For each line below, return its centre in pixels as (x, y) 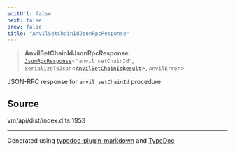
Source (23, 103)
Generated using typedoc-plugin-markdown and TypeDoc (91, 141)
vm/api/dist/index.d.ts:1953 (47, 120)
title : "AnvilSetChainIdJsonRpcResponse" (69, 33)
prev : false (24, 27)
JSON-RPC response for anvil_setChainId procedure (84, 82)
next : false (24, 20)
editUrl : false (29, 14)
